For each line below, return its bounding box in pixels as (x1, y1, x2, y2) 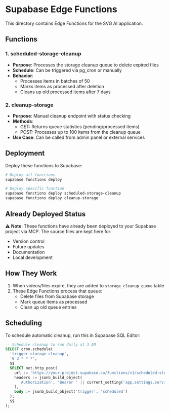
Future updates (12, 243, 45, 249)
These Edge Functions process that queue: (12, 288, 103, 294)
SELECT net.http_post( (10, 365, 58, 370)
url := (14, 370, 28, 376)
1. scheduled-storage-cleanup (5, 50, 82, 57)
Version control (12, 238, 45, 244)
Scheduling (5, 319, 42, 327)
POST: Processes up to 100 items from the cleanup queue (20, 129, 141, 135)
